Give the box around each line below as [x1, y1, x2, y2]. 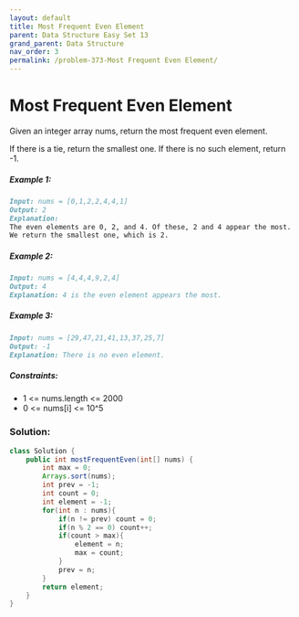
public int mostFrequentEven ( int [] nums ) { [26, 454, 194, 464]
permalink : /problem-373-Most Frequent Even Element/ [9, 56, 219, 65]
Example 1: [9, 174, 52, 185]
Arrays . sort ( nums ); [42, 472, 117, 481]
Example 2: [9, 250, 53, 261]
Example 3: [9, 310, 53, 321]
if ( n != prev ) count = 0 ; [57, 514, 157, 524]
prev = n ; [57, 565, 96, 574]
